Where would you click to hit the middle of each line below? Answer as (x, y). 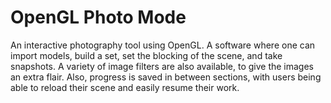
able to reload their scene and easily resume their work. (125, 87)
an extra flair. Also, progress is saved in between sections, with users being (166, 77)
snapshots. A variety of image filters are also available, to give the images (162, 66)
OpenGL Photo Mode (98, 17)
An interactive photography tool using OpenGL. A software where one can (163, 45)
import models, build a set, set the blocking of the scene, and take (146, 55)
